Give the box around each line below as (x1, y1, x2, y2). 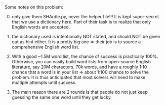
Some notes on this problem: (4, 4, 63, 10)
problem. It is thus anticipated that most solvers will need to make (11, 75, 146, 80)
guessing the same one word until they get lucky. (11, 94, 112, 100)
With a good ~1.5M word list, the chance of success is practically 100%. (11, 53, 159, 59)
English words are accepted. (11, 24, 70, 30)
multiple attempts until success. (11, 79, 77, 85)
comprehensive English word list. (11, 44, 80, 50)
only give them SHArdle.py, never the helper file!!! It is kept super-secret (11, 14, 159, 19)
